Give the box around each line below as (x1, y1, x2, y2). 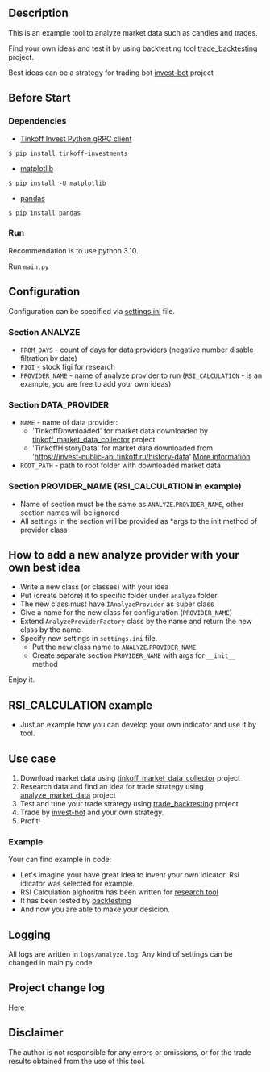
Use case (8, 752, 56, 765)
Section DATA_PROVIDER (8, 399, 110, 410)
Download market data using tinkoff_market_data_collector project (19, 773, 240, 782)
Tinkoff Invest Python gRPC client (19, 133, 132, 144)
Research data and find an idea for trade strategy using (19, 781, 204, 791)
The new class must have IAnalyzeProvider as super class (19, 599, 215, 609)
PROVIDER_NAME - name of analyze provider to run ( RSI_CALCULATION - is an (19, 371, 263, 380)
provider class (19, 525, 68, 534)
